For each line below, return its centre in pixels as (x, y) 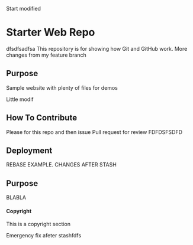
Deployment (29, 150)
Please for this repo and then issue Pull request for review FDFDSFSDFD (94, 132)
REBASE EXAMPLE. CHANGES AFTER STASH (61, 165)
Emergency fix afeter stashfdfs (44, 236)
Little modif (20, 99)
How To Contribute (42, 118)
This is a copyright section (38, 224)
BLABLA (16, 198)
